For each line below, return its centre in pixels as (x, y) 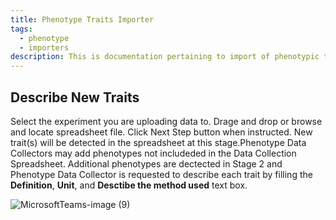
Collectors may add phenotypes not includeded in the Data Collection (153, 153)
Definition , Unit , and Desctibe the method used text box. (129, 185)
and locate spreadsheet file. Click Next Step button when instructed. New (161, 132)
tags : (21, 29)
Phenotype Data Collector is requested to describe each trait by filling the (161, 174)
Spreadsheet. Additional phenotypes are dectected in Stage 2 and (146, 163)
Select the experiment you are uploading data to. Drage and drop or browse (166, 121)
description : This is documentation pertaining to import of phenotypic (165, 57)
